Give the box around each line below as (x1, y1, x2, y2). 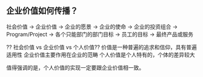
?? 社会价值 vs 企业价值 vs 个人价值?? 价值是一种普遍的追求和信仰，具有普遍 (6, 43, 197, 50)
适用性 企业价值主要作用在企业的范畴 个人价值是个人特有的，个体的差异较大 (6, 51, 195, 58)
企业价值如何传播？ (6, 5, 78, 16)
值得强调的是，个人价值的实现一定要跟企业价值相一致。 (6, 64, 144, 71)
